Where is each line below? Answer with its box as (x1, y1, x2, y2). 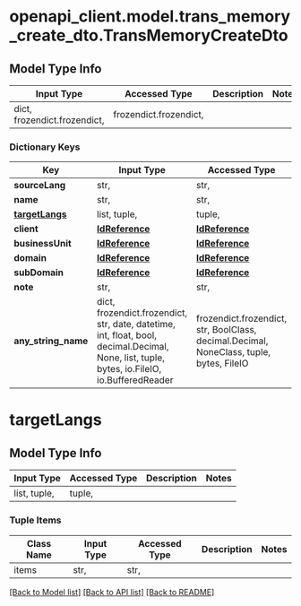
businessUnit (13, 238, 72, 250)
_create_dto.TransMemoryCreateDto (9, 25, 288, 46)
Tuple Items (9, 514, 62, 526)
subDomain (13, 266, 64, 279)
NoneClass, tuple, (195, 346, 271, 359)
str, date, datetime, (97, 318, 176, 331)
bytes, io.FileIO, (97, 363, 162, 376)
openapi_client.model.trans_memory (9, 6, 291, 27)
